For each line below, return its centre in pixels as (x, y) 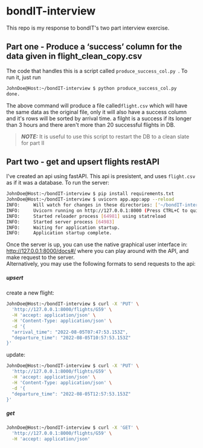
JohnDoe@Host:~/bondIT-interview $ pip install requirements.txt (90, 194)
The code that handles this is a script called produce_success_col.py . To (97, 71)
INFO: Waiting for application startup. (63, 228)
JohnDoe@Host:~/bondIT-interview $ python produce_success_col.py (92, 88)
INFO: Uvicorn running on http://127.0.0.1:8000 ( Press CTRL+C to (97, 210)
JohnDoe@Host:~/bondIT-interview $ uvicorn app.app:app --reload (90, 200)
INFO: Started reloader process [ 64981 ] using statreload (86, 216)
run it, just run (24, 77)
